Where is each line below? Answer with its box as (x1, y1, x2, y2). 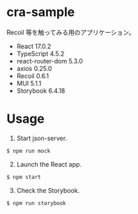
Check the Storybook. (16, 186, 80, 194)
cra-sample (6, 4, 75, 20)
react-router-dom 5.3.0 (16, 56, 83, 65)
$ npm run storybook (6, 199, 67, 206)
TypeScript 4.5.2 (16, 49, 65, 58)
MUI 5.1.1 (16, 79, 42, 87)
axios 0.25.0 (16, 64, 52, 72)
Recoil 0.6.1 (16, 71, 49, 80)
